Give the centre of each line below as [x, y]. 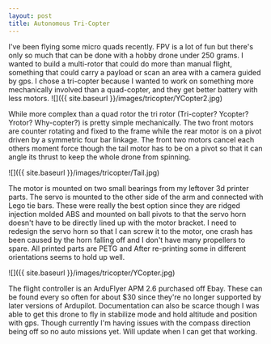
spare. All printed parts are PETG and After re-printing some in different [127, 248]
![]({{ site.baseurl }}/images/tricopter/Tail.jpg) [84, 172]
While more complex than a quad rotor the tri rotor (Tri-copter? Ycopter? [129, 113]
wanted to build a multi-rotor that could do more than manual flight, [121, 64]
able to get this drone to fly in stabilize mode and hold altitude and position [133, 314]
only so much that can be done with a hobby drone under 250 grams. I [126, 55]
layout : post [30, 16]
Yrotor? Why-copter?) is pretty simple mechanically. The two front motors [131, 122]
